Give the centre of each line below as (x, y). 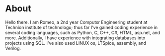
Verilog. (13, 48)
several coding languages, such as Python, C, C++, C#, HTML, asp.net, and (83, 32)
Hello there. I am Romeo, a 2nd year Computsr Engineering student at (76, 22)
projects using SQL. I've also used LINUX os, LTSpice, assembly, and (76, 43)
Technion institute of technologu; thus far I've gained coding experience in (82, 27)
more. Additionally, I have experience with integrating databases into (75, 38)
